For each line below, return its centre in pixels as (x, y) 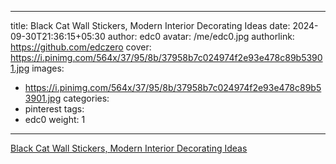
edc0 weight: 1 (55, 119)
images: (48, 68)
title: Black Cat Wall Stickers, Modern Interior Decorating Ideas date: (150, 25)
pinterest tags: (54, 109)
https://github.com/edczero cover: (81, 47)
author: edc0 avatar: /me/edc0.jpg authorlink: (201, 36)
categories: (86, 98)
